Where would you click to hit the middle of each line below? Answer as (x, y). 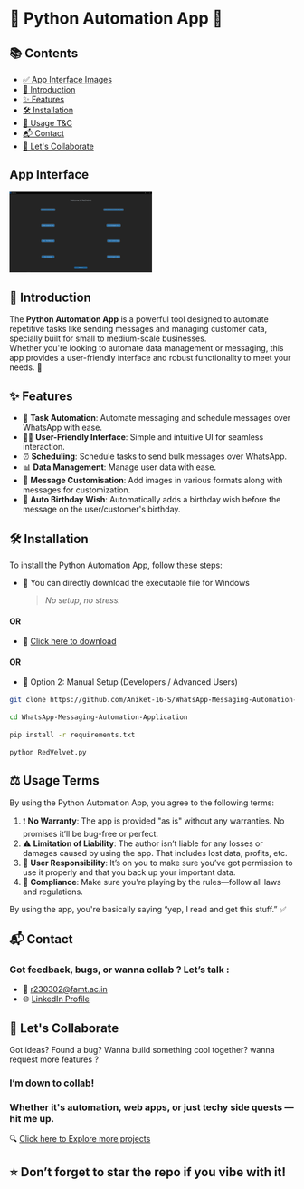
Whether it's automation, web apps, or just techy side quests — (152, 1107)
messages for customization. (76, 490)
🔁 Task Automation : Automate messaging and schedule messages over (157, 418)
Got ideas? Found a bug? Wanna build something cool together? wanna (142, 1050)
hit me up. (32, 1119)
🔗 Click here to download (69, 641)
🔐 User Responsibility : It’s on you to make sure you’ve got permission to (157, 863)
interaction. (43, 447)
